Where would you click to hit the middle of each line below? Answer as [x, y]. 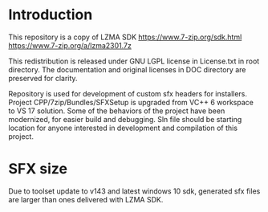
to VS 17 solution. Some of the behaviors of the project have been [117, 111]
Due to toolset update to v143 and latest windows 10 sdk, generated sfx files [134, 191]
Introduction [51, 15]
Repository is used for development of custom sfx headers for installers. [128, 93]
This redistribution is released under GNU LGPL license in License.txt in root [134, 61]
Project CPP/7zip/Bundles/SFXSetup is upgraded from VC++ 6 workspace [131, 102]
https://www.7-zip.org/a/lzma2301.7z [70, 45]
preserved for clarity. [43, 78]
